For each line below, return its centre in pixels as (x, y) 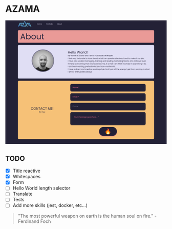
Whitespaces (27, 177)
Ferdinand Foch (34, 221)
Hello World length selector (41, 188)
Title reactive (27, 171)
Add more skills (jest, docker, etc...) (50, 205)
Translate (23, 194)
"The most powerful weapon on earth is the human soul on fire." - (87, 216)
